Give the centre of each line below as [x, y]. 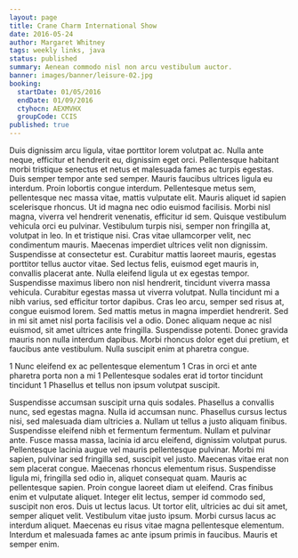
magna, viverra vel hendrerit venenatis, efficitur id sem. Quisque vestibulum [148, 216]
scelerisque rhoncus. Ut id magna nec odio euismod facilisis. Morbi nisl [140, 207]
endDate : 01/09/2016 [55, 100]
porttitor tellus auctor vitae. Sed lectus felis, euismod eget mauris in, [134, 264]
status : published [43, 59]
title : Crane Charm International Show [83, 26]
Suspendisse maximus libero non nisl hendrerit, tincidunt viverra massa [140, 283]
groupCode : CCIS [47, 117]
